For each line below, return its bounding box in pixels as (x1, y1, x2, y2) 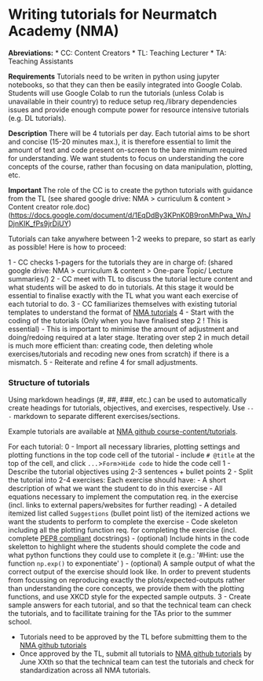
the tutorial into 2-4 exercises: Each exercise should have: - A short (8, 475, 226, 485)
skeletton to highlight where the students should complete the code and (8, 542, 241, 552)
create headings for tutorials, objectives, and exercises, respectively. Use (8, 403, 246, 413)
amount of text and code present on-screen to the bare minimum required (8, 145, 247, 155)
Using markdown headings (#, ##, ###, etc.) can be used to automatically (8, 395, 247, 405)
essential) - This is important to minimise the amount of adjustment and (8, 324, 239, 333)
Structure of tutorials (8, 377, 90, 388)
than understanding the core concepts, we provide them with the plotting (8, 584, 245, 593)
